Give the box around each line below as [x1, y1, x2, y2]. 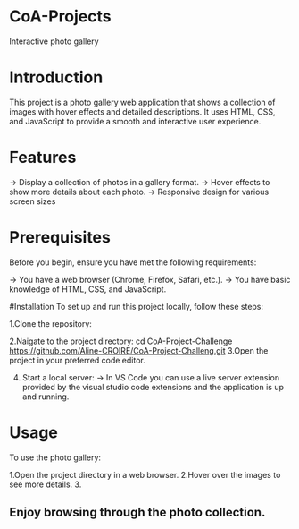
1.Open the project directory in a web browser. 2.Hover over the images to [9, 469, 281, 480]
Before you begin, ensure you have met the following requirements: [9, 257, 257, 268]
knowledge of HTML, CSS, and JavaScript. [9, 284, 167, 294]
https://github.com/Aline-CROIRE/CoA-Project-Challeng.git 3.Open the [9, 345, 269, 355]
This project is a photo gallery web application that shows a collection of [9, 97, 276, 107]
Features [9, 148, 77, 167]
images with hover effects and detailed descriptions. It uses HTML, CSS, [9, 106, 276, 117]
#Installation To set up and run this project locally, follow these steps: [9, 301, 264, 311]
